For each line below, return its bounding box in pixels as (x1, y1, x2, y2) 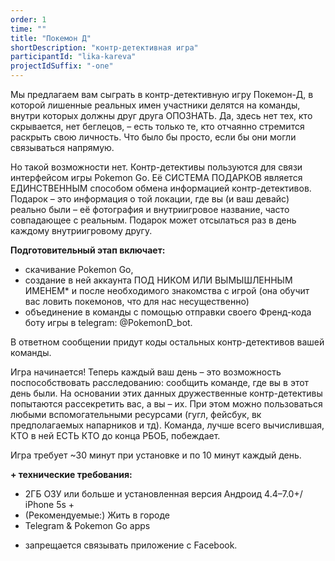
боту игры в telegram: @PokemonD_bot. (24, 317, 193, 328)
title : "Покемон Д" (10, 33, 92, 43)
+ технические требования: (10, 469, 133, 480)
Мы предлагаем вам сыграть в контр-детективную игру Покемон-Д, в (10, 89, 314, 100)
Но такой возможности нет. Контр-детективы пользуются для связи (10, 161, 303, 173)
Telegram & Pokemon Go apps (24, 520, 151, 531)
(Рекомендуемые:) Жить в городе (24, 509, 171, 521)
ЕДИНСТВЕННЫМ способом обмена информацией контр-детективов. (10, 182, 312, 194)
